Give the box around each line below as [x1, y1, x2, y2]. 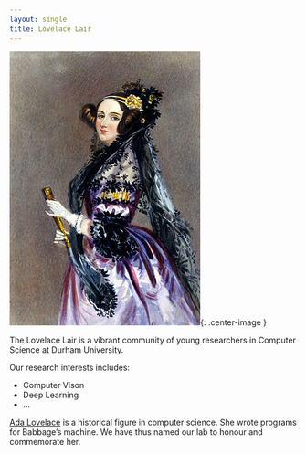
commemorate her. [9, 436, 81, 447]
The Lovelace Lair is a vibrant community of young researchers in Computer [9, 334, 297, 345]
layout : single [9, 15, 68, 24]
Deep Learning [22, 389, 79, 400]
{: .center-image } [200, 316, 268, 328]
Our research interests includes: [9, 362, 131, 373]
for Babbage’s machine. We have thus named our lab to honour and [9, 426, 263, 438]
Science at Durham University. [9, 343, 124, 355]
